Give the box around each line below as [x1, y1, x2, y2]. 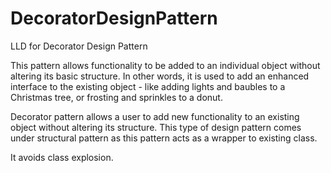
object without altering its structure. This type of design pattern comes [10, 121, 302, 133]
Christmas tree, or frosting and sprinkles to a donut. [10, 91, 223, 103]
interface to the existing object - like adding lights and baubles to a [10, 80, 286, 92]
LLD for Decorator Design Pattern [10, 40, 148, 52]
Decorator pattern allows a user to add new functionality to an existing [10, 110, 300, 122]
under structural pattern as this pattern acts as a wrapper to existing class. [10, 132, 318, 144]
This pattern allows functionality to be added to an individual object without [10, 59, 321, 71]
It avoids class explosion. [10, 151, 114, 163]
